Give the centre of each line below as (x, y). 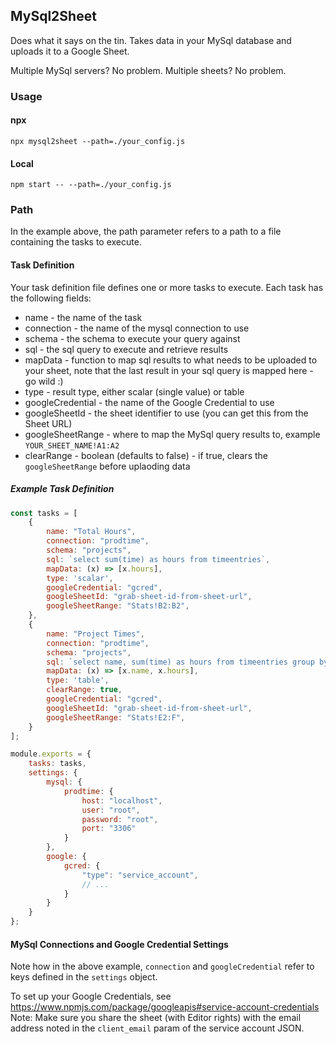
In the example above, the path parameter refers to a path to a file (146, 231)
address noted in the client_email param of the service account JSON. (157, 1028)
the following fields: (51, 298)
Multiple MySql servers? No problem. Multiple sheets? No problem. (148, 70)
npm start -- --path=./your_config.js (91, 185)
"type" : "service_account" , (140, 875)
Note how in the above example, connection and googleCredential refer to (162, 966)
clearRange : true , (84, 690)
